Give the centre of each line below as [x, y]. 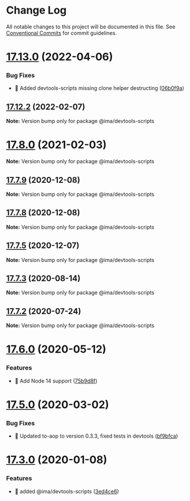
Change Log [36, 10]
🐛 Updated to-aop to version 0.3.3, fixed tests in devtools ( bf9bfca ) [96, 436]
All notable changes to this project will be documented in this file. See [91, 27]
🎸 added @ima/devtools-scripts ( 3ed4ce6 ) [67, 491]
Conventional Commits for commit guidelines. [61, 33]
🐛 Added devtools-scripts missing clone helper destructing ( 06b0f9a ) [99, 88]
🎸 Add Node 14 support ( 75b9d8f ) [56, 381]
